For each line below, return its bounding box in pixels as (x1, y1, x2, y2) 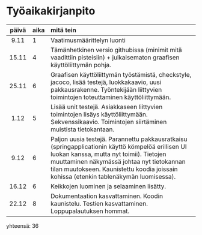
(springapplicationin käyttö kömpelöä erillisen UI (50, 142, 187, 150)
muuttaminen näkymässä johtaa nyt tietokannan (50, 157, 186, 165)
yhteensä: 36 (6, 222, 39, 229)
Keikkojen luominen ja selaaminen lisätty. (50, 182, 167, 190)
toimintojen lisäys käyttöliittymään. (50, 110, 148, 118)
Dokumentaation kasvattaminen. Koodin (50, 192, 164, 200)
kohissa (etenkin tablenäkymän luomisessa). (50, 172, 176, 180)
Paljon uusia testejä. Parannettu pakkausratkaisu (50, 135, 188, 143)
